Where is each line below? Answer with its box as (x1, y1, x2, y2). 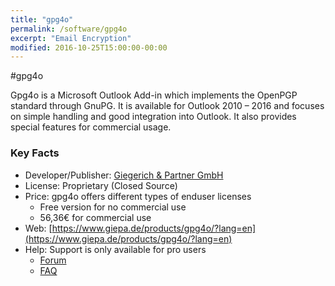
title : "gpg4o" (10, 14, 74, 25)
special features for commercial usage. (10, 121, 172, 133)
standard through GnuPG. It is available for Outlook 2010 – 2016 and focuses (10, 100, 325, 112)
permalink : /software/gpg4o (10, 24, 128, 34)
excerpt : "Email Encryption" (10, 33, 132, 43)
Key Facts (10, 146, 60, 160)
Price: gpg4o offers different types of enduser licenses (24, 190, 252, 202)
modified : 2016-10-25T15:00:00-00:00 (10, 42, 168, 53)
